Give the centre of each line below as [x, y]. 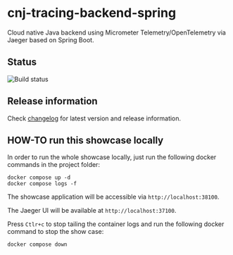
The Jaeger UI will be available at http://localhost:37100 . [92, 211]
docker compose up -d [39, 178]
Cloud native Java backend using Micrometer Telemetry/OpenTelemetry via [117, 32]
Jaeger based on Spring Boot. [51, 39]
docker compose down [38, 244]
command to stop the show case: [56, 232]
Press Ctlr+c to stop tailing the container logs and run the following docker [116, 224]
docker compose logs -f [42, 184]
